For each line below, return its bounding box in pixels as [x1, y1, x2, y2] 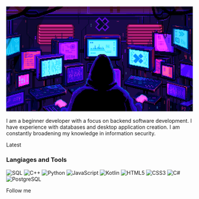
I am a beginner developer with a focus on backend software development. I [6, 117, 192, 124]
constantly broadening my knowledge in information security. [6, 129, 156, 136]
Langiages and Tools [6, 156, 67, 164]
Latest [6, 141, 22, 148]
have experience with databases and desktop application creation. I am [6, 123, 180, 131]
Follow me [6, 187, 31, 194]
